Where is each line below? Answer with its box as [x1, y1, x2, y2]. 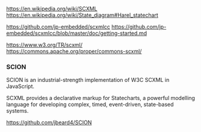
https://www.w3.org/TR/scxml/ [6, 42, 83, 48]
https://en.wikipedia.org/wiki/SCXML [6, 5, 97, 12]
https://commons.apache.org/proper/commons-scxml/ [6, 48, 142, 55]
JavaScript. [6, 83, 35, 90]
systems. [6, 107, 29, 115]
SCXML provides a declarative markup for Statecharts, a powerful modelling [6, 95, 196, 102]
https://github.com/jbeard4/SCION [6, 119, 92, 126]
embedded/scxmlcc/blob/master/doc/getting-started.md [6, 30, 147, 37]
